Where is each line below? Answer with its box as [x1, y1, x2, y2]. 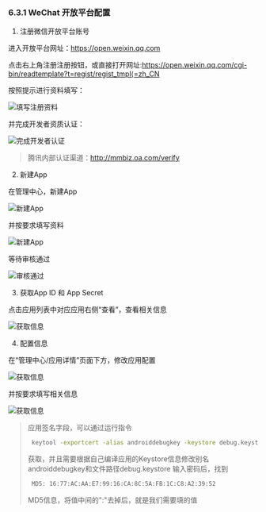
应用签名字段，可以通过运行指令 [27, 423, 132, 433]
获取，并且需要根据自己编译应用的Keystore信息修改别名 [27, 454, 210, 464]
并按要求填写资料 [8, 221, 64, 230]
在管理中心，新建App [8, 187, 78, 196]
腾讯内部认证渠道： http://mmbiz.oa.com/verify [27, 153, 180, 163]
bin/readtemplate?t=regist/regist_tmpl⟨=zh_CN [8, 69, 160, 79]
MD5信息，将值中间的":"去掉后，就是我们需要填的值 [27, 495, 198, 505]
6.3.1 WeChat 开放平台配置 [8, 6, 111, 17]
